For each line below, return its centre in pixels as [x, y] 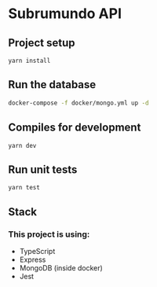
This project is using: [49, 234]
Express [33, 259]
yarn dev [22, 145]
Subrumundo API [65, 14]
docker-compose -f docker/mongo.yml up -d [78, 103]
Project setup [42, 43]
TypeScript [37, 251]
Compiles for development [75, 128]
